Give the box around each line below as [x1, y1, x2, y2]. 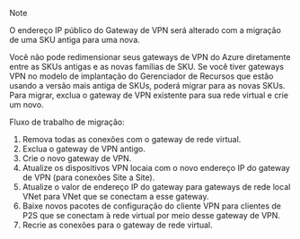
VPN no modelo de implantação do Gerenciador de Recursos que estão [9, 71, 274, 81]
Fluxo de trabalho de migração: [9, 116, 126, 127]
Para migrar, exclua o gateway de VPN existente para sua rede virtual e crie [9, 90, 289, 100]
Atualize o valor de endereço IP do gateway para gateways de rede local [22, 182, 291, 192]
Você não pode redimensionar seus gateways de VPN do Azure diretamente [9, 52, 291, 62]
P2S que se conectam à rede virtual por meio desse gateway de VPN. [22, 210, 281, 220]
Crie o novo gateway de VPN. [22, 153, 132, 164]
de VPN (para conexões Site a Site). [22, 172, 155, 183]
